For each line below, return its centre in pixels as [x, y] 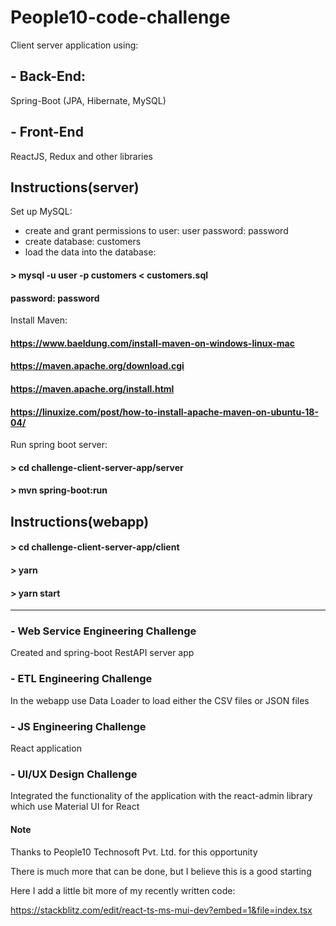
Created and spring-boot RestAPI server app [102, 653]
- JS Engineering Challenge [78, 726]
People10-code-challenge [120, 17]
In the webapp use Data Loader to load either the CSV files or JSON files [160, 700]
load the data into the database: [90, 252]
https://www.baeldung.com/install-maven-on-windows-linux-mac [152, 343]
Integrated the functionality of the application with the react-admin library [161, 796]
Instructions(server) [75, 187]
